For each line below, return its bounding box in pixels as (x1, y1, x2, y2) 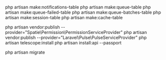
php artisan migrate (5, 49, 46, 55)
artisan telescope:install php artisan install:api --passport (5, 40, 122, 46)
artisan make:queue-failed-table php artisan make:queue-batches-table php (5, 9, 161, 15)
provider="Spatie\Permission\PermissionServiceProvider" (5, 30, 123, 35)
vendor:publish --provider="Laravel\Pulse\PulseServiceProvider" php (5, 34, 147, 40)
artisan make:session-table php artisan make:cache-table (5, 15, 123, 20)
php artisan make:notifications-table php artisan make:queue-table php (5, 4, 151, 10)
